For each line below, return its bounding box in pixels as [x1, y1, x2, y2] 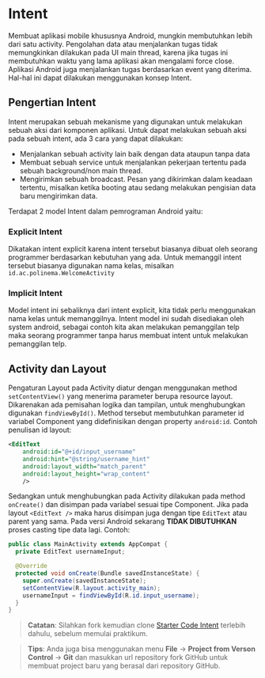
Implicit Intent [8, 287, 63, 298]
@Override [15, 562, 47, 570]
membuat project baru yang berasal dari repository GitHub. [27, 661, 221, 671]
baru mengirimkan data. [19, 191, 98, 200]
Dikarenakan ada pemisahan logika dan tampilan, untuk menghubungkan [8, 400, 245, 410]
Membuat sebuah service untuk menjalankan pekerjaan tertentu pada [19, 157, 247, 167]
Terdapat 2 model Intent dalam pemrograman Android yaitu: [8, 206, 203, 216]
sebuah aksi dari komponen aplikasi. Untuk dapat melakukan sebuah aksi [8, 125, 247, 134]
